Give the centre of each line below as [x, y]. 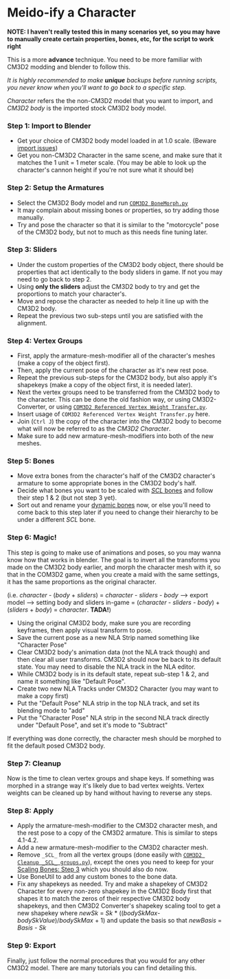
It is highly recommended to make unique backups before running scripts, [112, 80]
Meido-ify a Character [71, 13]
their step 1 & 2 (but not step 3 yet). [67, 498]
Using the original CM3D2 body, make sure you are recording [104, 623]
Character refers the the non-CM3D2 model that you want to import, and [110, 100]
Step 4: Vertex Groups [45, 341]
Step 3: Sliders [32, 250]
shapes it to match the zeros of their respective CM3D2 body [103, 899]
